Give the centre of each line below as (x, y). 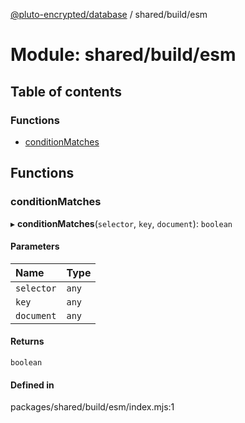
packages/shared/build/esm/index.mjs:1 (92, 407)
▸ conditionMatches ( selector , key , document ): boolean (121, 223)
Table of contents (66, 91)
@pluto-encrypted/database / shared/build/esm (109, 14)
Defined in (32, 385)
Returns (27, 341)
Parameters (35, 246)
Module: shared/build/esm (123, 55)
